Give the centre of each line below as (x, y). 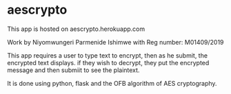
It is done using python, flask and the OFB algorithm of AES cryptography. (112, 83)
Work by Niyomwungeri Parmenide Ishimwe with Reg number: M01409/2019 (115, 42)
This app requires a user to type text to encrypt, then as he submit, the (108, 55)
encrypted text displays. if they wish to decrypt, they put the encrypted (108, 62)
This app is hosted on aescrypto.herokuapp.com (76, 29)
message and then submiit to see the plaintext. (73, 70)
